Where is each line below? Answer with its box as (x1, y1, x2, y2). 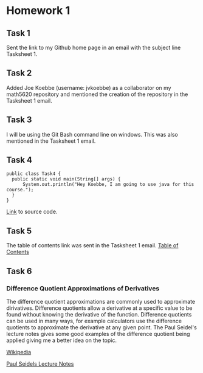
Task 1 (6, 28, 30, 38)
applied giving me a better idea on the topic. (6, 337, 117, 344)
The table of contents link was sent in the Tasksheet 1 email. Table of (6, 242, 179, 249)
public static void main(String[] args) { (12, 176, 121, 182)
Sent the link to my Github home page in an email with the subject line (6, 44, 181, 51)
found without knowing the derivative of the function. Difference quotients (6, 310, 192, 318)
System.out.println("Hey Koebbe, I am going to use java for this (22, 182, 194, 188)
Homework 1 (6, 4, 71, 18)
